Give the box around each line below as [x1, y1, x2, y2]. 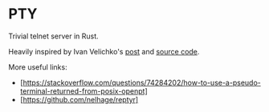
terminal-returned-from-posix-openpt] [19, 86, 148, 96]
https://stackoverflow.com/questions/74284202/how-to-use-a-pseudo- [22, 78, 261, 87]
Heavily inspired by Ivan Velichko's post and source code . [8, 46, 200, 56]
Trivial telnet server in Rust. [8, 31, 99, 41]
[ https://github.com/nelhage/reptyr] [19, 94, 139, 104]
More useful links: [8, 62, 67, 72]
